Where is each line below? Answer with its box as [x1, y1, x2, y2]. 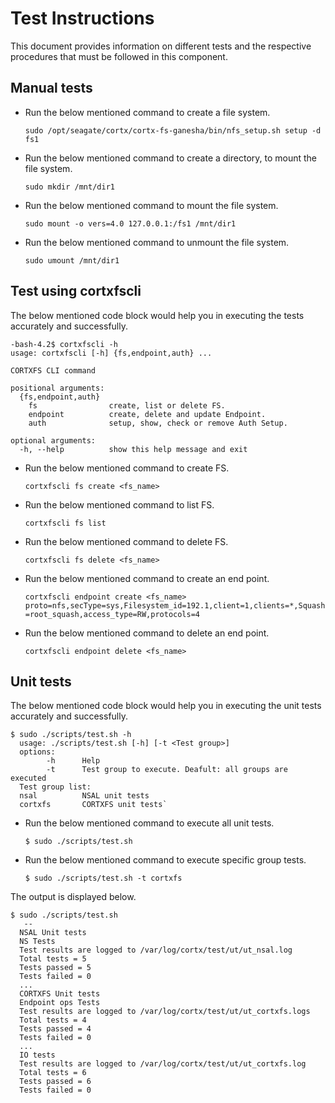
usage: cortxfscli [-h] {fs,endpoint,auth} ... [10, 348, 213, 358]
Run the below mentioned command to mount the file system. [24, 199, 279, 211]
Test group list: [19, 782, 92, 792]
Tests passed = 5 [19, 963, 92, 973]
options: [19, 747, 56, 757]
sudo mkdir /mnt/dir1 [24, 182, 115, 192]
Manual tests [10, 80, 93, 97]
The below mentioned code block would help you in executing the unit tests [10, 700, 322, 712]
